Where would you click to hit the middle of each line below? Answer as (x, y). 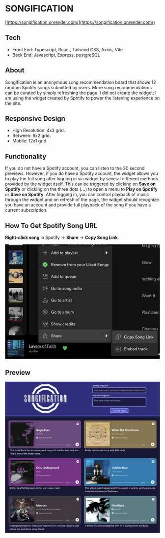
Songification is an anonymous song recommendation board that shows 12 (81, 82)
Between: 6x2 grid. (31, 135)
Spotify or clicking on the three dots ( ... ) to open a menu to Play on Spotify (82, 189)
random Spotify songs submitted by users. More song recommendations (79, 87)
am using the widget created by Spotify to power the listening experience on (82, 98)
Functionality (26, 156)
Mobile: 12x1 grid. (30, 141)
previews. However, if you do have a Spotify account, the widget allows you (82, 173)
